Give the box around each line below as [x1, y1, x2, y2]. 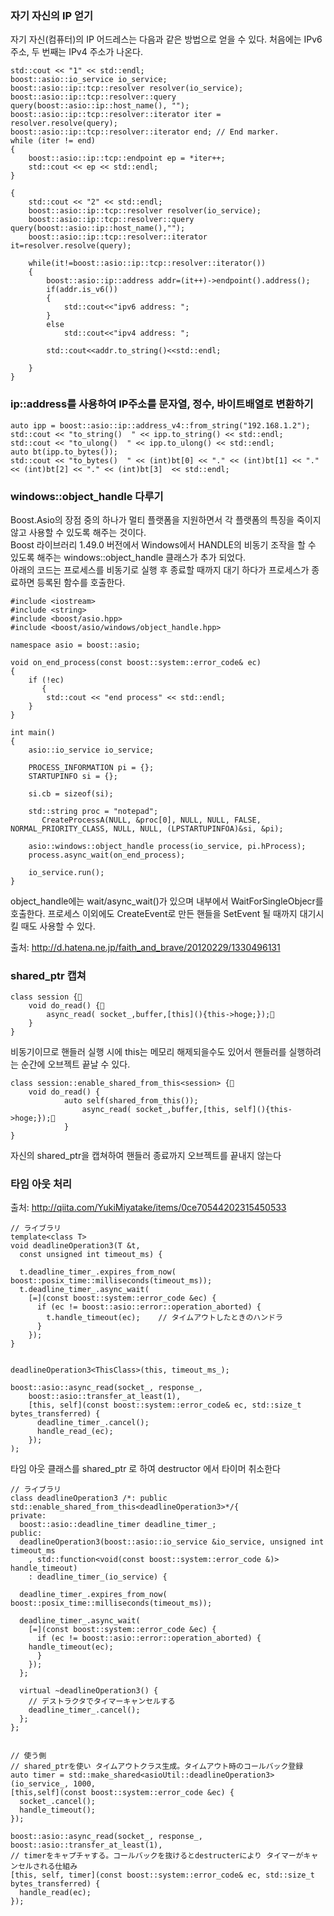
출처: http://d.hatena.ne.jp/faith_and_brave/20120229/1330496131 [10, 941, 281, 953]
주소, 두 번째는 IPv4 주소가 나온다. [10, 46, 143, 58]
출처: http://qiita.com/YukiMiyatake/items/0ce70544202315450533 [10, 1202, 287, 1214]
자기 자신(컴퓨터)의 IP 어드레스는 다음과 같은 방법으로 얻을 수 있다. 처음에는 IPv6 [10, 33, 323, 46]
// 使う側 [10, 1751, 47, 1761]
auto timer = [10, 1770, 65, 1781]
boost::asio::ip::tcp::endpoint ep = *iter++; [28, 153, 226, 164]
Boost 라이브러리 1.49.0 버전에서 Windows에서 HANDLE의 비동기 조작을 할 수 [10, 538, 317, 551]
